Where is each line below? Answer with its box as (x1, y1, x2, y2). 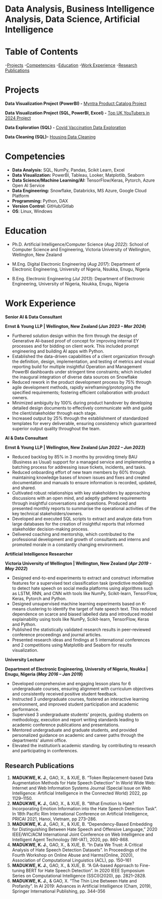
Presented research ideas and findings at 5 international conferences (12, 637, 150, 643)
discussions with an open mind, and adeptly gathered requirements (12, 495, 147, 501)
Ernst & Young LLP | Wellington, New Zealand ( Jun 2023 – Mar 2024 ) (5, 323, 146, 329)
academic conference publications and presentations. (12, 722, 120, 728)
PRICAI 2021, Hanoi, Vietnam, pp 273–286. (12, 816, 97, 822)
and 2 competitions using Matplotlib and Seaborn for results (12, 642, 132, 648)
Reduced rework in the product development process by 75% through (12, 379, 151, 385)
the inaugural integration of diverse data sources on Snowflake (12, 374, 138, 380)
